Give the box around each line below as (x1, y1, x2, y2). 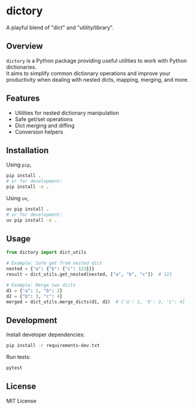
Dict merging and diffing (14, 122, 75, 129)
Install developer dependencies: (6, 331, 85, 338)
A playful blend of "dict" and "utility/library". (6, 24, 114, 31)
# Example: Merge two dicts (6, 282, 76, 288)
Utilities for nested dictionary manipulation (14, 109, 119, 116)
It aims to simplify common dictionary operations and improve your (6, 70, 171, 77)
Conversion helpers (14, 128, 64, 135)
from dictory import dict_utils (6, 249, 86, 256)
